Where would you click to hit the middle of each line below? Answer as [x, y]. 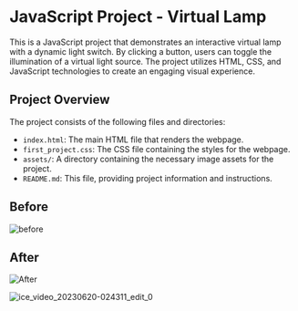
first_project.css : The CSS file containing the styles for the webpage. [156, 149]
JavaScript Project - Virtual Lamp [138, 17]
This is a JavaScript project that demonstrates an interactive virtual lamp [145, 42]
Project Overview [60, 100]
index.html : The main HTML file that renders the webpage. [133, 140]
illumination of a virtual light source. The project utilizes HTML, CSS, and [145, 61]
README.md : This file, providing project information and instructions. [148, 178]
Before [29, 207]
